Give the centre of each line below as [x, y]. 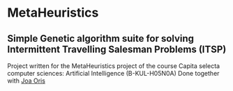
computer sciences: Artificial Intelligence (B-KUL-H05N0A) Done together [113, 73]
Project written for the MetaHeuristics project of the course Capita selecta [114, 66]
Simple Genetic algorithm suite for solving [100, 39]
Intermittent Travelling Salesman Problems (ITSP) [117, 49]
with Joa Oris [26, 81]
